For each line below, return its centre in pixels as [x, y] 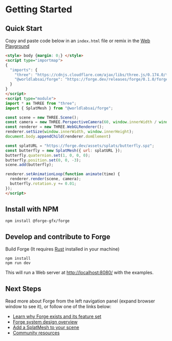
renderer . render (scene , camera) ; [46, 179]
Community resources [36, 333]
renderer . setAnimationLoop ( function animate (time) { [63, 174]
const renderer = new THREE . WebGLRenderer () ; [55, 127]
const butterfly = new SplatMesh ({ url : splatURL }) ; [64, 150]
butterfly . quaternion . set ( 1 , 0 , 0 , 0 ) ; [48, 155]
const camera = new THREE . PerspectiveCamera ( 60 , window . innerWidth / [81, 122]
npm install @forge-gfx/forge [38, 221]
